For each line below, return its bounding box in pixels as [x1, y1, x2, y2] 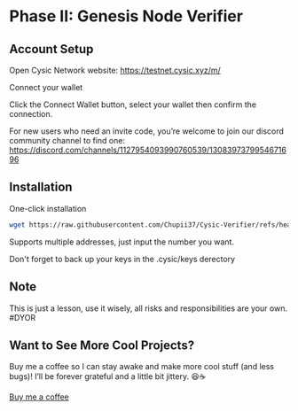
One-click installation [9, 203, 87, 213]
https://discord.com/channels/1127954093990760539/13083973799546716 [9, 144, 286, 155]
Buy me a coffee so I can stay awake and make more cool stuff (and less [9, 361, 275, 372]
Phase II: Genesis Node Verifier [9, 6, 244, 27]
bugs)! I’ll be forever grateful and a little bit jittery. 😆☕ [9, 371, 207, 382]
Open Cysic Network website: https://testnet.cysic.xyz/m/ [9, 65, 222, 75]
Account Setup [9, 42, 94, 57]
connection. [9, 109, 53, 119]
